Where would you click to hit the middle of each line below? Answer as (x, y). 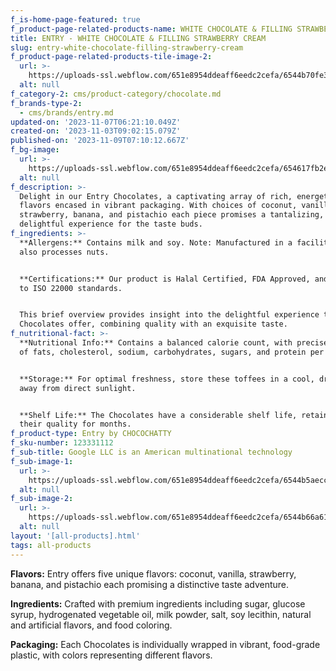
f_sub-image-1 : (42, 461)
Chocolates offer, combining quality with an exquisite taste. (153, 324)
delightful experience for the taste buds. (111, 224)
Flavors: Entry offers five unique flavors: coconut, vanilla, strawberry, (153, 573)
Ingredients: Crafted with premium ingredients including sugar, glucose (158, 603)
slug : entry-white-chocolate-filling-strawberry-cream (127, 47)
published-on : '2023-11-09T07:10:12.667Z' (100, 141)
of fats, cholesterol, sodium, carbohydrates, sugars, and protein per (172, 352)
